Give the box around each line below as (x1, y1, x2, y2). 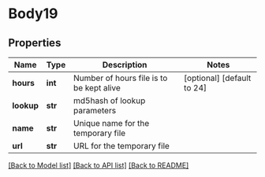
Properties (8, 36, 62, 50)
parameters (73, 105, 117, 116)
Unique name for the (73, 118, 150, 128)
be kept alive (73, 83, 121, 93)
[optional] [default (184, 72, 252, 83)
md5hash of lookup (73, 95, 146, 106)
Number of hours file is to (73, 72, 168, 83)
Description (102, 60, 147, 70)
